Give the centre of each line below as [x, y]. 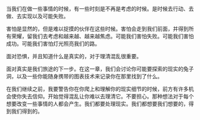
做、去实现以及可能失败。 [37, 16]
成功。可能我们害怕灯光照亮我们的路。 [53, 44]
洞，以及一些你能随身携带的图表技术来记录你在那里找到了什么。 [84, 76]
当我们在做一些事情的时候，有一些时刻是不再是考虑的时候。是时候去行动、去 [100, 9]
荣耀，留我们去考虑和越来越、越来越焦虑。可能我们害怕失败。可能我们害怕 [102, 36]
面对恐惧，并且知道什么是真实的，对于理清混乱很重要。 [74, 56]
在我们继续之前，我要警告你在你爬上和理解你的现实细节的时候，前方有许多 [97, 89]
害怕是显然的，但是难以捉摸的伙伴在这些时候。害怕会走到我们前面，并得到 [97, 29]
